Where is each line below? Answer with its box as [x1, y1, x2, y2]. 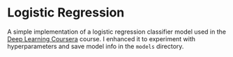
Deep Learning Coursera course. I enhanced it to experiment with [7, 34, 196, 43]
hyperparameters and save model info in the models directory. [7, 42, 184, 50]
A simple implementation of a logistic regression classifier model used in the [7, 27, 227, 36]
